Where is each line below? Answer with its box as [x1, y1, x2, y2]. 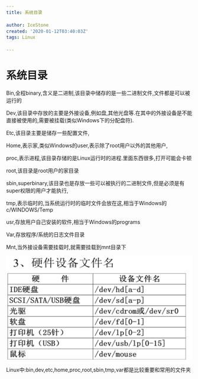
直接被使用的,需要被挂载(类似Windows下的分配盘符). [6, 116, 134, 124]
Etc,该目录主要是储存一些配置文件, [6, 129, 90, 136]
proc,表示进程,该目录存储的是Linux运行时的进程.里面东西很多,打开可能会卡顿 [6, 154, 192, 161]
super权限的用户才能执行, [6, 187, 69, 194]
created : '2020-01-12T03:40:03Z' [6, 28, 89, 34]
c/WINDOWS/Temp [6, 206, 53, 213]
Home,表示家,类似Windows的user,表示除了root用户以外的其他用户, [6, 142, 168, 149]
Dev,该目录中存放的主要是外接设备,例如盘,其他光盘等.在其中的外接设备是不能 [6, 109, 193, 116]
